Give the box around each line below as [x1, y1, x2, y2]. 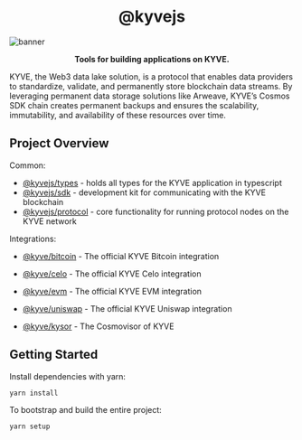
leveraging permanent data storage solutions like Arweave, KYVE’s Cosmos [9, 90, 290, 101]
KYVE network [22, 215, 77, 227]
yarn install [9, 389, 59, 398]
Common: [9, 160, 46, 171]
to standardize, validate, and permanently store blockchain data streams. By [9, 80, 293, 91]
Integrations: [9, 233, 57, 244]
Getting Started [9, 347, 99, 362]
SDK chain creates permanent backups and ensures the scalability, [9, 99, 260, 110]
